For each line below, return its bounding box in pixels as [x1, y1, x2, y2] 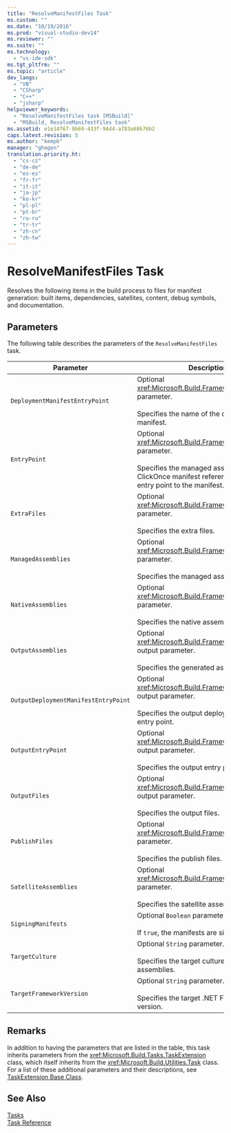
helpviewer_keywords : [7, 106, 69, 113]
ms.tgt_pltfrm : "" [7, 61, 60, 68]
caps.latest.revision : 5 [7, 131, 78, 138]
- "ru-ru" [13, 215, 41, 222]
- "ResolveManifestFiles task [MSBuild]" [13, 112, 134, 119]
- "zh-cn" [13, 228, 41, 235]
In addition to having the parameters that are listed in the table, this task [7, 1044, 210, 1052]
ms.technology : [7, 49, 51, 56]
